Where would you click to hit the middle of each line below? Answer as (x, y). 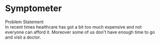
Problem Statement (24, 22)
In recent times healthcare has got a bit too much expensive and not (73, 27)
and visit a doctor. (23, 37)
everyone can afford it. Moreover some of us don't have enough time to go (80, 32)
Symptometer (33, 8)
